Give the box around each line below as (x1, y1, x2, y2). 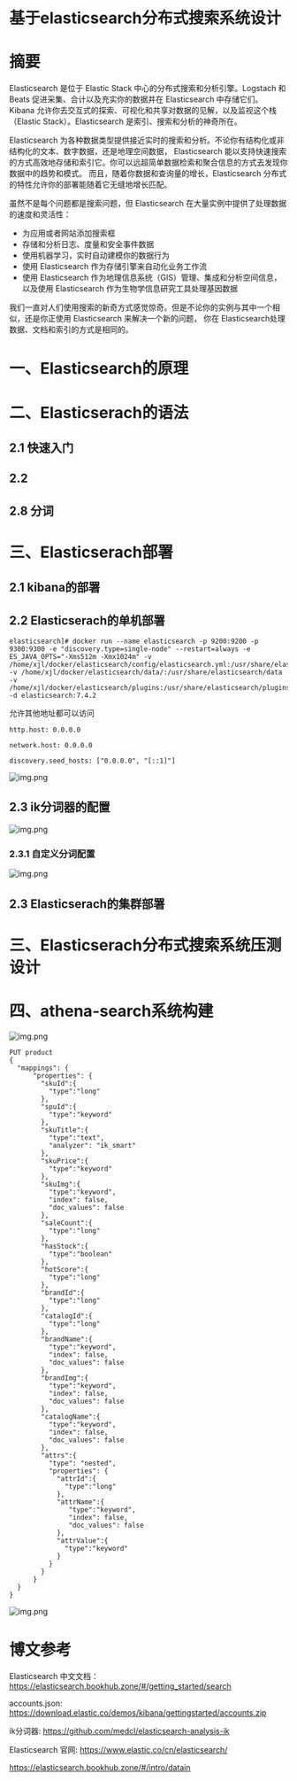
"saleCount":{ (41, 1219, 93, 1227)
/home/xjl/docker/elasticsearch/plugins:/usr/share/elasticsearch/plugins (9, 684, 291, 693)
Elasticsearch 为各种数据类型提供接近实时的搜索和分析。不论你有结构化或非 (9, 135, 285, 146)
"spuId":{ (41, 1102, 77, 1111)
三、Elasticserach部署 (9, 542, 174, 562)
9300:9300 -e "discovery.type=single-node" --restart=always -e (9, 645, 251, 654)
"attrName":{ (56, 1498, 104, 1506)
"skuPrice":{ (41, 1157, 89, 1165)
